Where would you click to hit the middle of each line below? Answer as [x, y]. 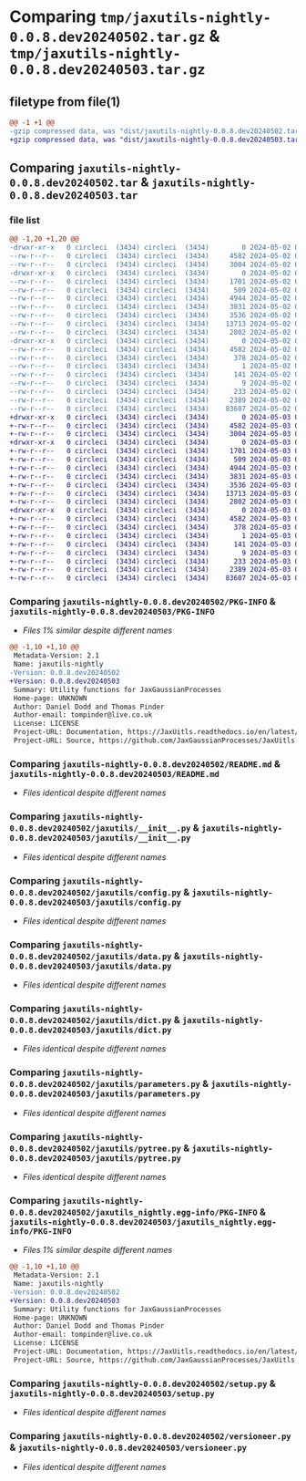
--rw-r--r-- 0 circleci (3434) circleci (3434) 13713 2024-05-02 [150, 324]
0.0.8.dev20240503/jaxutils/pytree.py [96, 1158]
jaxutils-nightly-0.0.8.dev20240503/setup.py [112, 1393]
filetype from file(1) [65, 102]
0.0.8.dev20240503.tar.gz [107, 70]
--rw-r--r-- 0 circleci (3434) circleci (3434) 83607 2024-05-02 [150, 409]
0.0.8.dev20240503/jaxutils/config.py [96, 902]
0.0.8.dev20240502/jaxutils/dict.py [91, 1020]
